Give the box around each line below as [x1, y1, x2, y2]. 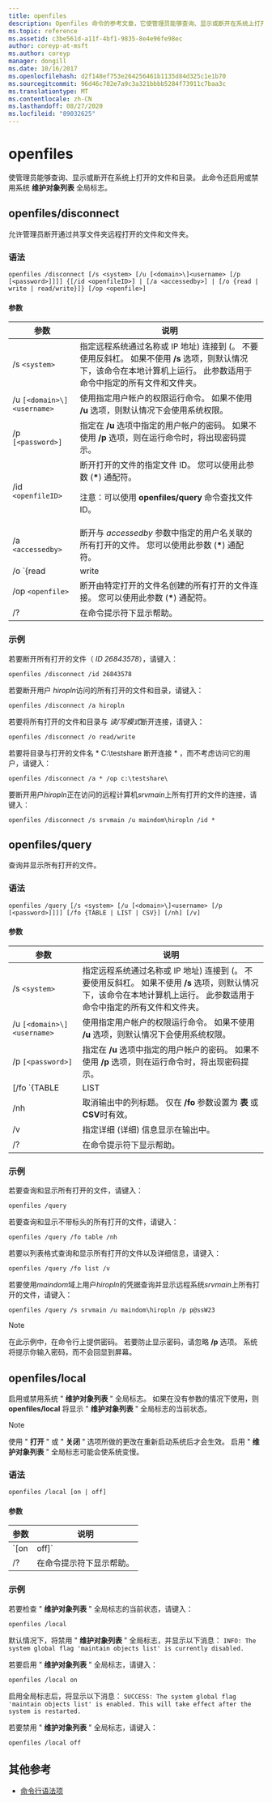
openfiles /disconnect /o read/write [8, 733, 136, 741]
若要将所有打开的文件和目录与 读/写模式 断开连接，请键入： [8, 717, 205, 726]
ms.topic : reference [8, 27, 79, 35]
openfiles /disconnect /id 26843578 [8, 670, 132, 678]
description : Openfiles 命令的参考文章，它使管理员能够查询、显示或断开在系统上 [8, 19, 255, 28]
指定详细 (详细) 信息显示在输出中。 [82, 1124, 215, 1135]
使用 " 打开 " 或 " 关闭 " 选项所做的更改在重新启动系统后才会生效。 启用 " [8, 1437, 251, 1446]
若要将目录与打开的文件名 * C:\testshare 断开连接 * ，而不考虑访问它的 [8, 747, 244, 758]
